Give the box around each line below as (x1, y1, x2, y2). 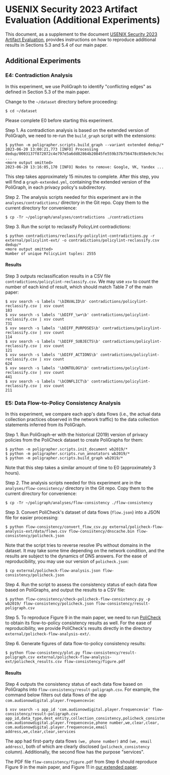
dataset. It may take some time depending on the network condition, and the (5, 548, 164, 554)
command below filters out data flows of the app (5, 692, 107, 698)
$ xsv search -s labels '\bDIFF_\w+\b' (5, 312, 90, 318)
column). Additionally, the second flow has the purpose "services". (5, 749, 145, 755)
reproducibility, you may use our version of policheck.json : (5, 558, 129, 565)
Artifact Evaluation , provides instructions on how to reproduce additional (5, 37, 156, 43)
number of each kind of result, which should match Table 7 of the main (5, 284, 153, 290)
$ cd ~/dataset (5, 108, 37, 114)
